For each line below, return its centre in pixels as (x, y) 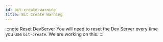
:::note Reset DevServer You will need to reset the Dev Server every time (82, 28)
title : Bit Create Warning (34, 14)
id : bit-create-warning (31, 10)
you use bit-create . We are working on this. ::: (54, 34)
